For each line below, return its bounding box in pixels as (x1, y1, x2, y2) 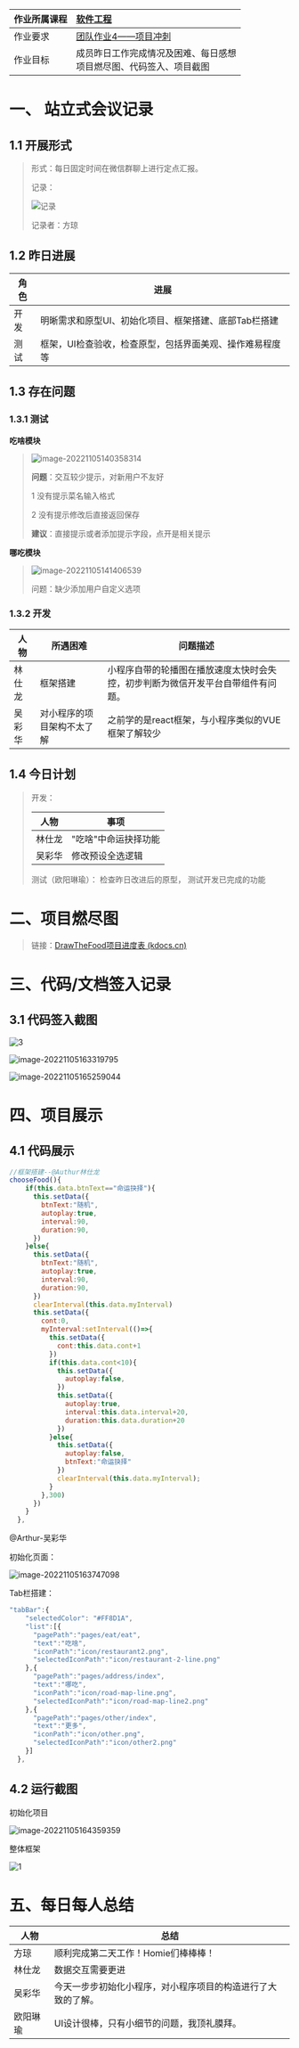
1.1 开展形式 (9, 137, 73, 152)
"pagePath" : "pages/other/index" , (32, 1713, 158, 1723)
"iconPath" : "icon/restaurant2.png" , (32, 1647, 169, 1656)
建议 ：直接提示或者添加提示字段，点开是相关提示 (30, 528, 211, 538)
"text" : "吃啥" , (32, 1639, 87, 1648)
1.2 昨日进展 (9, 249, 76, 264)
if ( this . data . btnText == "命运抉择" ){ (25, 1184, 156, 1193)
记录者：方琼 (30, 220, 78, 230)
